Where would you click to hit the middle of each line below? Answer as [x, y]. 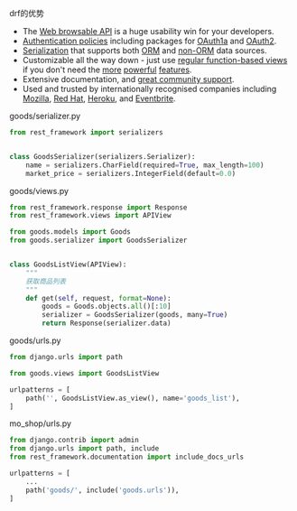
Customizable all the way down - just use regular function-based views [155, 60]
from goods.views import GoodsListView [84, 373]
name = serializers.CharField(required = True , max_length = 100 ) [145, 165]
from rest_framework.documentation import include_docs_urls [127, 457]
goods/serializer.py [45, 116]
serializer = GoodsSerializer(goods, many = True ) [135, 315]
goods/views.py [39, 190]
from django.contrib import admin [74, 441]
